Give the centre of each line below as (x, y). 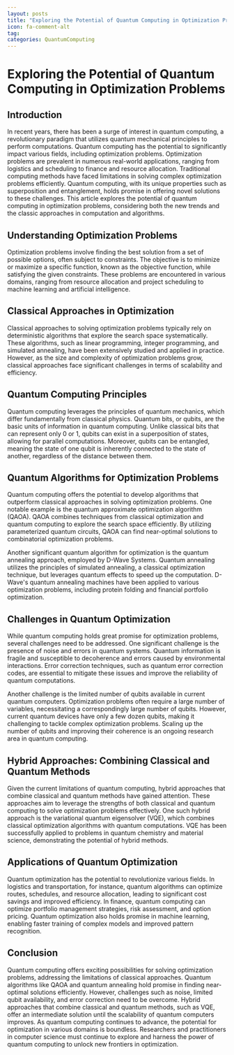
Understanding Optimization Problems (92, 235)
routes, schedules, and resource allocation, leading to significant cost (107, 894)
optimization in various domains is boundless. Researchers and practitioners (117, 1029)
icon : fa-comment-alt (39, 27)
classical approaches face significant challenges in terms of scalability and (115, 365)
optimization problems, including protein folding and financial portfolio (108, 590)
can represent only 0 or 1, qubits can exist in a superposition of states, (108, 433)
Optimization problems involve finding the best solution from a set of (106, 252)
